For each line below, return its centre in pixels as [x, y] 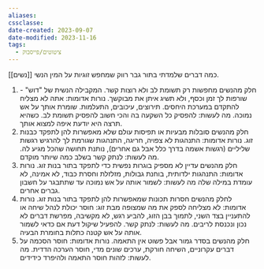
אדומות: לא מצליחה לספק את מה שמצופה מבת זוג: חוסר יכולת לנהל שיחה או [133, 207]
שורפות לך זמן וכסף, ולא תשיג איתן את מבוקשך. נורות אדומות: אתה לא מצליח [133, 98]
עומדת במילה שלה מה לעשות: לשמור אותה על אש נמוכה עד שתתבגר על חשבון [136, 182]
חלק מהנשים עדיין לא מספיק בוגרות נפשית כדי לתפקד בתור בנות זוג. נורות [128, 165]
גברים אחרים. [40, 191]
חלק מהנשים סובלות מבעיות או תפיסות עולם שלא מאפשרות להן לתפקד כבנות [134, 132]
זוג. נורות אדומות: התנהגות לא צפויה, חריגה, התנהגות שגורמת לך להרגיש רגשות [136, 140]
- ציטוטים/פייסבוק [38, 52]
